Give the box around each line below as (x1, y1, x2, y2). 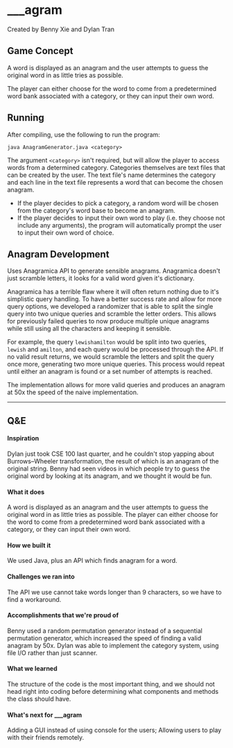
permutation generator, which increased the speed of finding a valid (7, 634, 202, 642)
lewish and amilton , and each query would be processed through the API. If (7, 346, 224, 354)
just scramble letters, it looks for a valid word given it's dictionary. (7, 274, 195, 282)
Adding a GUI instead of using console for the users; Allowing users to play (7, 726, 222, 734)
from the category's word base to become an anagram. (17, 206, 175, 214)
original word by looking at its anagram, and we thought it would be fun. (7, 471, 213, 480)
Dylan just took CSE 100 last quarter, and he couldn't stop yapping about (7, 450, 215, 458)
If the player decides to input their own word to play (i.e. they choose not (17, 214, 225, 222)
